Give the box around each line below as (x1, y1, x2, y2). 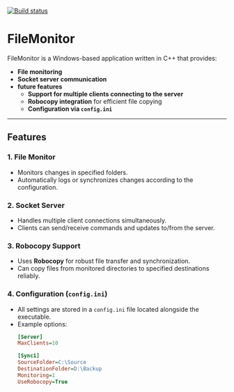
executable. (17, 312, 52, 321)
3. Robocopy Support (7, 241, 81, 250)
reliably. (17, 272, 40, 280)
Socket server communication (17, 75, 107, 83)
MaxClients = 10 (17, 340, 58, 347)
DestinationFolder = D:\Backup (17, 365, 102, 372)
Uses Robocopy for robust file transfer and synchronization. (17, 257, 190, 265)
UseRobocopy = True (17, 378, 68, 385)
